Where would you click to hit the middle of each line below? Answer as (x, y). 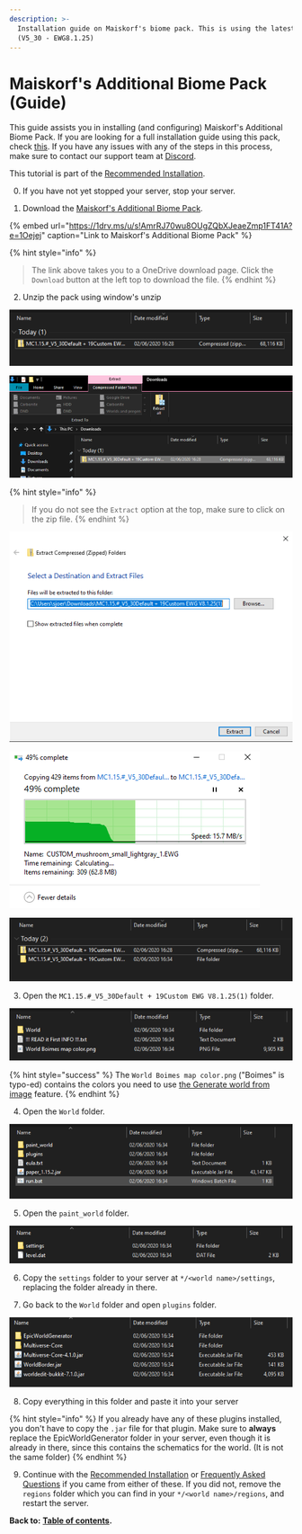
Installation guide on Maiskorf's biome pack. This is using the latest (156, 28)
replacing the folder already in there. (90, 1287)
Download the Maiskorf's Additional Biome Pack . (113, 209)
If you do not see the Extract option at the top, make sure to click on (158, 509)
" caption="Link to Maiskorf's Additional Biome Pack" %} (147, 236)
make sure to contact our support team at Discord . (103, 156)
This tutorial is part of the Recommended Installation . (107, 174)
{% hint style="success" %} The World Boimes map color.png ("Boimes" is (147, 1075)
